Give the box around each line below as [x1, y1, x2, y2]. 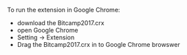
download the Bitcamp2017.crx [16, 19, 104, 26]
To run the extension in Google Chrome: [7, 6, 120, 14]
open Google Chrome [16, 26, 78, 34]
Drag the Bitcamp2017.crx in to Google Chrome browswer [16, 41, 180, 48]
